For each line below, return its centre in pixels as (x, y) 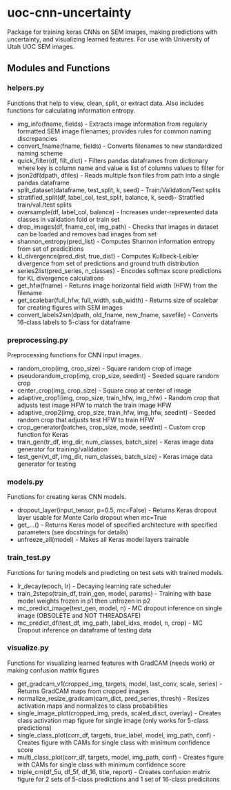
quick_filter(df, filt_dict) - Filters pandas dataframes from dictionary (112, 160)
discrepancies (37, 138)
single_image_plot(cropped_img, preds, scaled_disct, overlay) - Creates (119, 713)
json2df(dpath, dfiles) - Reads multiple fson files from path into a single (118, 175)
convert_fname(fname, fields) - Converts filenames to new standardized (120, 146)
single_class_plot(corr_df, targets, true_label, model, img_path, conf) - (116, 735)
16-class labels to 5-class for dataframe (73, 322)
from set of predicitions (50, 248)
